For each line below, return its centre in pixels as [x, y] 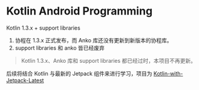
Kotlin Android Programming [80, 11]
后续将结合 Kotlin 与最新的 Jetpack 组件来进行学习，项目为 [79, 73]
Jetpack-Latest [25, 80]
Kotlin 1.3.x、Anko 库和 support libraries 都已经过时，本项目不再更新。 [109, 60]
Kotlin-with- [168, 73]
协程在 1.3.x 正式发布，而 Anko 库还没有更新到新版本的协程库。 [93, 40]
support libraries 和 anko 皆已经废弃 [60, 48]
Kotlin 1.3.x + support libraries [43, 28]
